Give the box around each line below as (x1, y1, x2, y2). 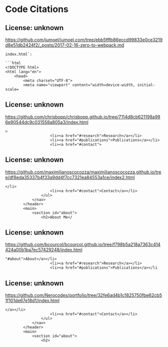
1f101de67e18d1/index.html (5, 297, 60, 304)
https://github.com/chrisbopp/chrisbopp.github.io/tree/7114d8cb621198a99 (5, 114, 161, 120)
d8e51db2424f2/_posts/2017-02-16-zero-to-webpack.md (5, 42, 124, 48)
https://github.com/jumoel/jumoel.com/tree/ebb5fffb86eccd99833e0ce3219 (5, 37, 163, 43)
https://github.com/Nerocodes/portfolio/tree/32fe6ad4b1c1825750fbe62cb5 (5, 292, 162, 298)
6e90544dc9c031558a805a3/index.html (5, 119, 88, 125)
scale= (5, 87, 19, 92)
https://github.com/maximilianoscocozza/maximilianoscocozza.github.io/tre (5, 169, 161, 175)
